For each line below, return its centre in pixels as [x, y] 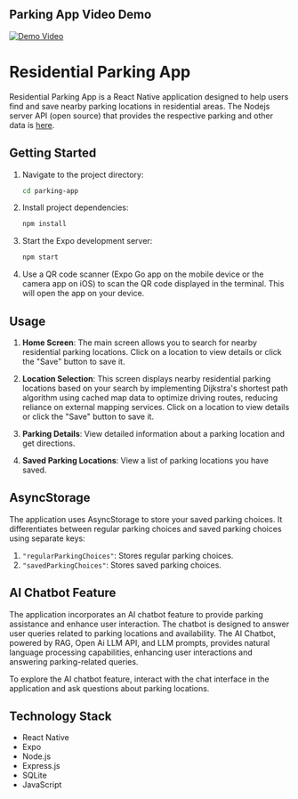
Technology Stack [60, 717]
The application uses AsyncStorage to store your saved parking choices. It [146, 519]
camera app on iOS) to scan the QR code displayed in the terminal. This [153, 284]
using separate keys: [48, 538]
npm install [44, 224]
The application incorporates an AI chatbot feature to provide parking [137, 614]
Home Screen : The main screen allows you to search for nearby [140, 343]
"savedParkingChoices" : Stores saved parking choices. [122, 565]
